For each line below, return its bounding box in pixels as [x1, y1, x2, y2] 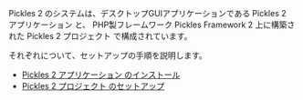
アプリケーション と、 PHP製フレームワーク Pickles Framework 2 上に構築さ [8, 19, 296, 30]
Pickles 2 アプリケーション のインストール [21, 69, 181, 80]
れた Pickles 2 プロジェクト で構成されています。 [8, 31, 193, 41]
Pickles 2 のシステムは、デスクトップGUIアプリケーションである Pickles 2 [8, 8, 287, 18]
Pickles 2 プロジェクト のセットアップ [21, 81, 165, 91]
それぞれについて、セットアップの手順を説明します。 [8, 50, 207, 61]
